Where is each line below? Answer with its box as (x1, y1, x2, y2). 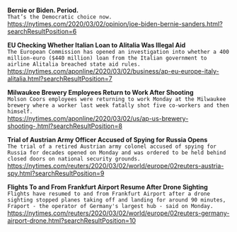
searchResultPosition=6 (7, 28, 77, 35)
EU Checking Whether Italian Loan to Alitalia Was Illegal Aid (7, 41, 186, 49)
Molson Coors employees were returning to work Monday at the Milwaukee (7, 95, 226, 103)
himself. (7, 108, 33, 115)
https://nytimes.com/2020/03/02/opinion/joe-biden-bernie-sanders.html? (7, 20, 223, 28)
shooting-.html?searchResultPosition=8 (7, 122, 122, 130)
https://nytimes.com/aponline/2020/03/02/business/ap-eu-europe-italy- (7, 67, 219, 75)
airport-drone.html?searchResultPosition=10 (7, 216, 137, 225)
